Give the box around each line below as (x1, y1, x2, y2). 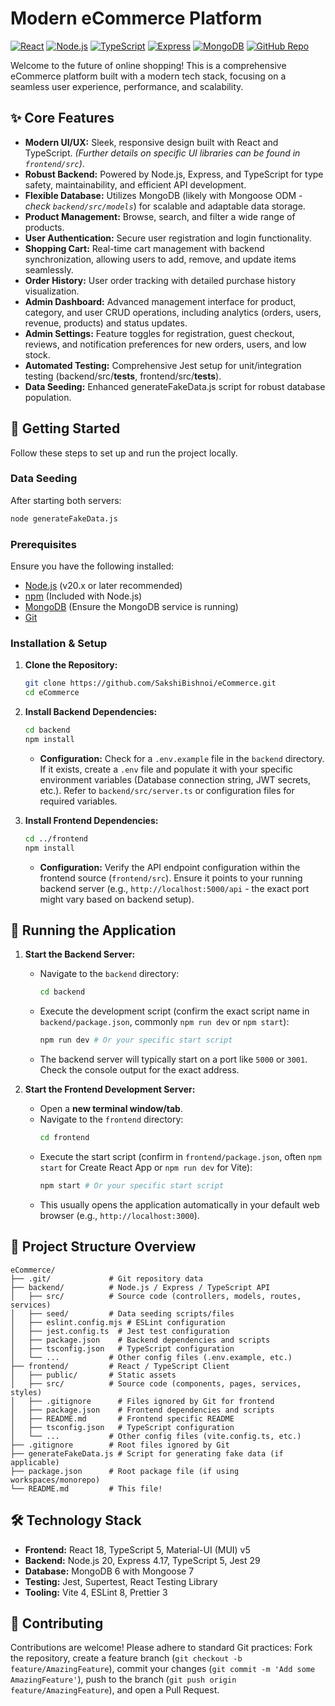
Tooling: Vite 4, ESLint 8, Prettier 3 (24, 1586, 168, 1598)
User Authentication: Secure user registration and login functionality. (24, 232, 312, 244)
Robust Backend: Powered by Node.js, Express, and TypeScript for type (24, 168, 324, 180)
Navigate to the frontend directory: (39, 1113, 184, 1126)
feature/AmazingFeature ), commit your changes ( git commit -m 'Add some (10, 1663, 316, 1675)
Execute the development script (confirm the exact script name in (39, 1005, 310, 1017)
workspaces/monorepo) (10, 1475, 101, 1485)
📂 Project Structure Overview (10, 1238, 197, 1256)
